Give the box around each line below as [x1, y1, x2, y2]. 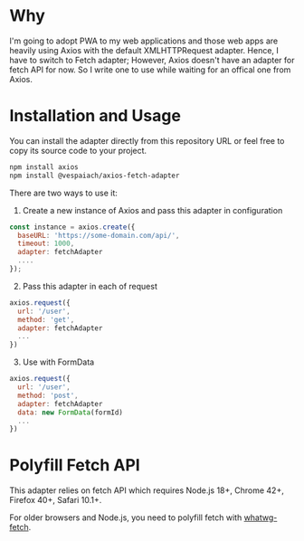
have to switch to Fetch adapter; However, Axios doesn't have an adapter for [9, 54, 296, 65]
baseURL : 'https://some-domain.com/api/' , [17, 231, 180, 240]
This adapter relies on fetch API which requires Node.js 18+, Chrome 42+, [9, 485, 285, 496]
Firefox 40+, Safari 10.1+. [9, 495, 102, 506]
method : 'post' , [17, 391, 79, 400]
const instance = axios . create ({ [9, 223, 136, 232]
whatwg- [243, 512, 278, 523]
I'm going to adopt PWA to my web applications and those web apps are [9, 35, 279, 46]
